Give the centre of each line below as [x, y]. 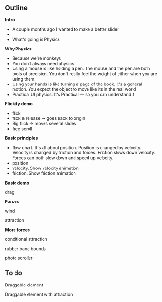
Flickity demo [19, 103]
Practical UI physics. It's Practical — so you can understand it [73, 94]
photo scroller [19, 258]
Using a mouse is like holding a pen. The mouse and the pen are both [81, 68]
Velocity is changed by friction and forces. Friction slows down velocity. [84, 152]
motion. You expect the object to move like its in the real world [74, 89]
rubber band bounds [25, 248]
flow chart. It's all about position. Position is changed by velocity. [77, 147]
